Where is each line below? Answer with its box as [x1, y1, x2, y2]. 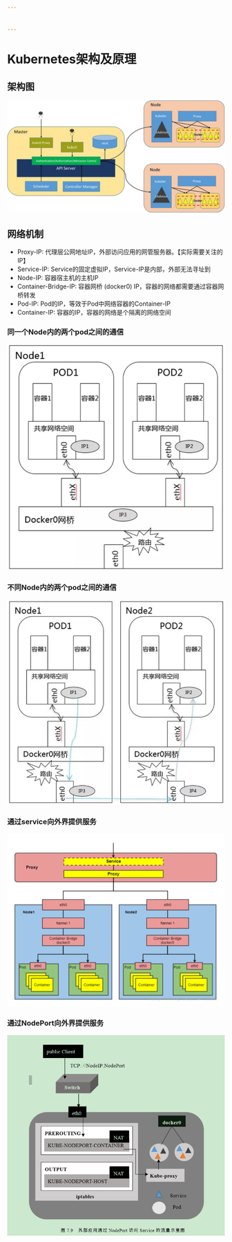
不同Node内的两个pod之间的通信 [7, 583, 117, 593]
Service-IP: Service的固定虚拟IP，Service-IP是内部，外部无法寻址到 [17, 265, 211, 273]
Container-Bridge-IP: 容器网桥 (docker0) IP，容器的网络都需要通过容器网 [17, 282, 224, 290]
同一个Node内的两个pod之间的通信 [7, 327, 124, 337]
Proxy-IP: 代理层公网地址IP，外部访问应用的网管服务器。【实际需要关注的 [17, 248, 223, 256]
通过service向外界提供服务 [7, 817, 97, 826]
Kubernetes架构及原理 [7, 51, 137, 67]
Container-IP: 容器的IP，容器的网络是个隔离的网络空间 [17, 308, 171, 317]
